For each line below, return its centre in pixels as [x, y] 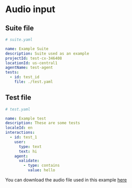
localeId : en [19, 128]
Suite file [19, 28]
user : [20, 142]
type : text [30, 146]
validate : [29, 161]
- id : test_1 [24, 137]
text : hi [28, 151]
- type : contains [41, 166]
